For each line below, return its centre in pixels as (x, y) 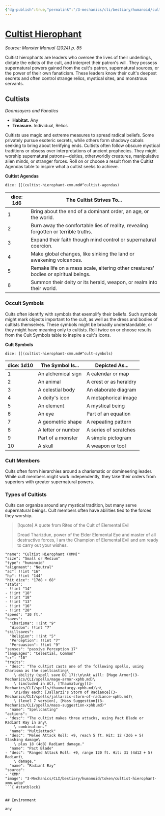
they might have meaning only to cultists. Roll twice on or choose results (78, 330)
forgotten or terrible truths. (61, 232)
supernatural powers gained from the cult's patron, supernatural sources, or (82, 68)
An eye (46, 414)
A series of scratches (111, 429)
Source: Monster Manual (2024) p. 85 (43, 48)
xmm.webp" (15, 783)
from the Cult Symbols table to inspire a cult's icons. (58, 335)
